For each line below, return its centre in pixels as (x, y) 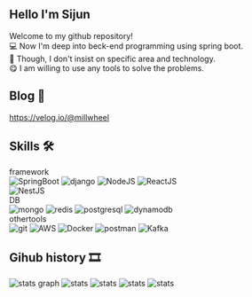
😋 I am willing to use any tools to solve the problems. (106, 68)
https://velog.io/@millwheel (59, 117)
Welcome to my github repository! (71, 35)
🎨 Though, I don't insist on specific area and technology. (112, 59)
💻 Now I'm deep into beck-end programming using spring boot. (126, 46)
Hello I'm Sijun (50, 15)
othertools (28, 219)
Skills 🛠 (32, 147)
